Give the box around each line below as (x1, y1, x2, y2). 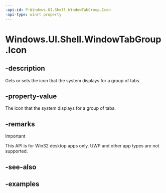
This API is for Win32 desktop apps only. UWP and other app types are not (5, 143, 159, 149)
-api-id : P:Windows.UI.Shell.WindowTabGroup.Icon (5, 7, 111, 13)
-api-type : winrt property (5, 12, 62, 17)
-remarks (5, 120, 35, 128)
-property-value (5, 92, 57, 100)
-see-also (5, 162, 37, 171)
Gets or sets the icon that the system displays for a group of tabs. (5, 77, 141, 83)
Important (5, 133, 26, 139)
